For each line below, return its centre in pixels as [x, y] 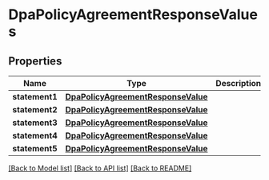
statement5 [35, 149]
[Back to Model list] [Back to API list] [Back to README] [100, 168]
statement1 [35, 97]
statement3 [35, 123]
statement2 [35, 110]
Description [239, 83]
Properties [35, 61]
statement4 [35, 135]
